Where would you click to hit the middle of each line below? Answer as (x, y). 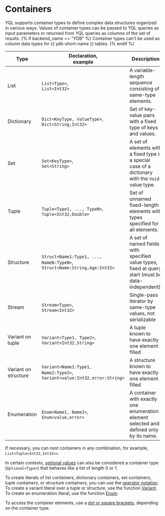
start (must (142, 274)
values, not (142, 313)
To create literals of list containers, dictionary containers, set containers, (78, 477)
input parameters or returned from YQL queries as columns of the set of (78, 33)
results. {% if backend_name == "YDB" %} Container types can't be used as (82, 38)
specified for (144, 224)
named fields (144, 244)
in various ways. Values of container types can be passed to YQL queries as (82, 28)
